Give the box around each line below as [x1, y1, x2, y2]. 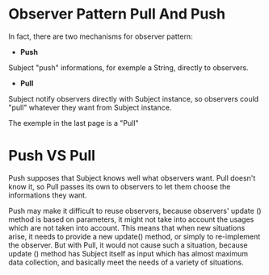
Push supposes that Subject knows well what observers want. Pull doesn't [8, 173, 256, 182]
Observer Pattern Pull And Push [8, 5, 226, 23]
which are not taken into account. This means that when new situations [8, 223, 246, 232]
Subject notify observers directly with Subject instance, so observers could [8, 94, 259, 103]
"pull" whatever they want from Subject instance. [8, 102, 172, 112]
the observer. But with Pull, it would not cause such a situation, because [8, 240, 248, 250]
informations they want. [8, 190, 87, 200]
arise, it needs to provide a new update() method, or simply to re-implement [8, 231, 261, 241]
